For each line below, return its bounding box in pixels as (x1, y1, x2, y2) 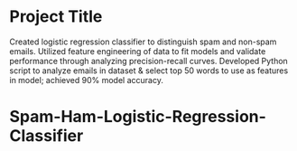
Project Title (9, 6, 103, 27)
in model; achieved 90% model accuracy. (9, 74, 164, 85)
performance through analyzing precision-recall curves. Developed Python (9, 55, 289, 66)
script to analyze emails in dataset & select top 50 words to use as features (9, 65, 289, 76)
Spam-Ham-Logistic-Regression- (9, 107, 266, 127)
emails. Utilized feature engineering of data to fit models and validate (9, 45, 266, 56)
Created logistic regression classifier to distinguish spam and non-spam (9, 36, 277, 47)
